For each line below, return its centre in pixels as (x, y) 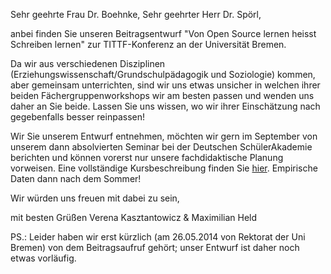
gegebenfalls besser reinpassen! (77, 117)
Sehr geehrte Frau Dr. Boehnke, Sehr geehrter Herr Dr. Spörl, (136, 14)
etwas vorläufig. (43, 258)
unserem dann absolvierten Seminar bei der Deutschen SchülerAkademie (161, 147)
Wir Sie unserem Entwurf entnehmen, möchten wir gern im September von (164, 136)
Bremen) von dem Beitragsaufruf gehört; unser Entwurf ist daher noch (155, 247)
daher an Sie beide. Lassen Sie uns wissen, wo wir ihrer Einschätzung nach (165, 106)
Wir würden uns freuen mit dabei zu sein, (95, 198)
